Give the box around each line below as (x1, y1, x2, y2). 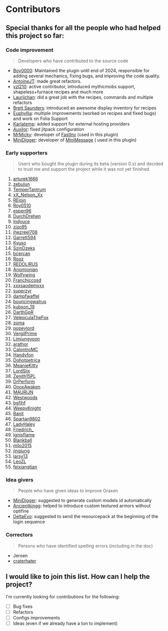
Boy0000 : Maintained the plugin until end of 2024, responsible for (13, 67, 150, 73)
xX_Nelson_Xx (13, 192, 43, 198)
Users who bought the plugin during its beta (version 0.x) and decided (18, 161, 163, 167)
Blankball (13, 437, 32, 443)
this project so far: (6, 31, 64, 40)
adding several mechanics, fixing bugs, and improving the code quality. (13, 73, 161, 79)
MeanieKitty (13, 362, 38, 368)
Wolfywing (13, 272, 36, 278)
